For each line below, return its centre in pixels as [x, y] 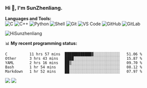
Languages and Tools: [28, 19]
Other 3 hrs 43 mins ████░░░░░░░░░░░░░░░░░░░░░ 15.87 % [73, 59]
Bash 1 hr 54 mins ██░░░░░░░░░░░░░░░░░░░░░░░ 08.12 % [73, 67]
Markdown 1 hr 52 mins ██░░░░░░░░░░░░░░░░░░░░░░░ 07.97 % [73, 72]
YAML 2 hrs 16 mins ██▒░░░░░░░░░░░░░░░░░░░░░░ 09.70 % [73, 63]
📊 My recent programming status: [41, 44]
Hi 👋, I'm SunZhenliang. [34, 8]
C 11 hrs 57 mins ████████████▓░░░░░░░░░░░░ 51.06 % [73, 54]
